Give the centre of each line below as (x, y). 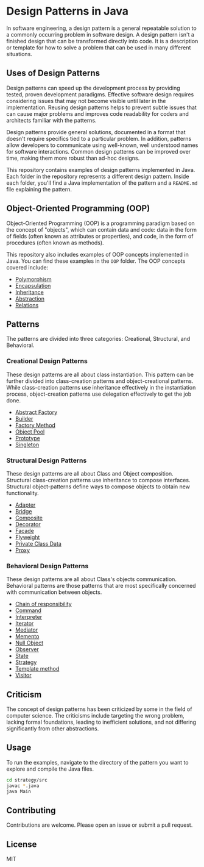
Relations (27, 305)
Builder (24, 418)
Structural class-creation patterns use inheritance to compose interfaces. (98, 480)
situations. (19, 54)
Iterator (24, 624)
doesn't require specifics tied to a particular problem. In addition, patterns (99, 138)
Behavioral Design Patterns (47, 566)
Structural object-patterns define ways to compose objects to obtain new (98, 487)
